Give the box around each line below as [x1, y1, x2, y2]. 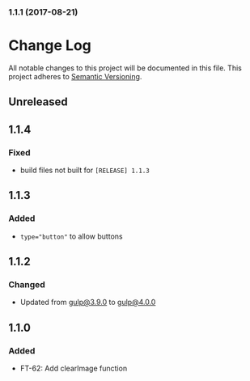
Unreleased [8, 95, 69, 109]
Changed [8, 278, 46, 290]
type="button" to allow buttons [19, 231, 123, 241]
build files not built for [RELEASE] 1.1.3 [19, 165, 150, 175]
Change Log [8, 36, 91, 55]
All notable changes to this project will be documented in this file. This [8, 63, 243, 73]
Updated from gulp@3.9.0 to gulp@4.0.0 [19, 298, 156, 307]
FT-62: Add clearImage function [19, 363, 128, 373]
